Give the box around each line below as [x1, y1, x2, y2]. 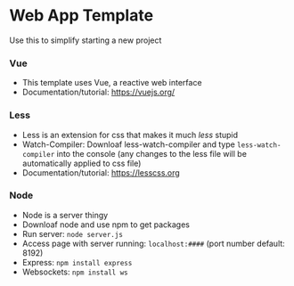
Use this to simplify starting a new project [9, 35, 162, 45]
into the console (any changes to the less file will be [56, 148, 248, 159]
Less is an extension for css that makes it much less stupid [21, 129, 239, 140]
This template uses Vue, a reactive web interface [21, 78, 202, 88]
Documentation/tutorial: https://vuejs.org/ [21, 86, 176, 98]
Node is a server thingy [21, 209, 109, 220]
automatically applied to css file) [21, 158, 142, 168]
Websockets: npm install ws [21, 266, 128, 277]
